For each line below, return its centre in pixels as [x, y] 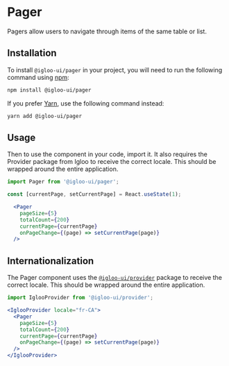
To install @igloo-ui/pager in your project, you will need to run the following [115, 69]
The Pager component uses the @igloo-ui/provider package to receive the [114, 278]
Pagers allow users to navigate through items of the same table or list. [107, 31]
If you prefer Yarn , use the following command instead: [86, 103]
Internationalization [51, 261]
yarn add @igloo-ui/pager [44, 116]
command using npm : [38, 77]
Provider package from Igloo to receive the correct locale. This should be [112, 162]
